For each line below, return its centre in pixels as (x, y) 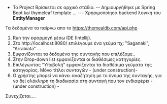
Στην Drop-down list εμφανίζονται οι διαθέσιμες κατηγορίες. (77, 59)
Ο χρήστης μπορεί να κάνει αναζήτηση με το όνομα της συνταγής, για (87, 75)
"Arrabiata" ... (27, 48)
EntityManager (29, 18)
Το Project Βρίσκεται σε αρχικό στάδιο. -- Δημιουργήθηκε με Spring (84, 7)
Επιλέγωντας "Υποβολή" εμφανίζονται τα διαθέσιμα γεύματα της (82, 65)
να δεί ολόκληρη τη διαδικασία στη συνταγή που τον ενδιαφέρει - (83, 81)
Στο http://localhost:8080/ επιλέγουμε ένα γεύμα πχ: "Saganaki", (81, 43)
